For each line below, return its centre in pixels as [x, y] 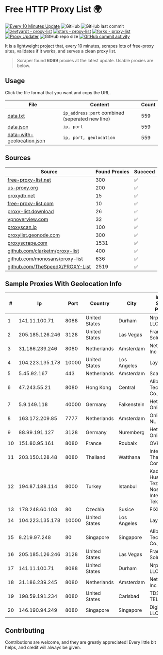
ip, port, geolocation [89, 137]
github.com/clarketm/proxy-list [43, 251]
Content [100, 104]
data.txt [16, 116]
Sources [18, 158]
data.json [18, 127]
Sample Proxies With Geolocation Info [64, 284]
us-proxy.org [23, 187]
